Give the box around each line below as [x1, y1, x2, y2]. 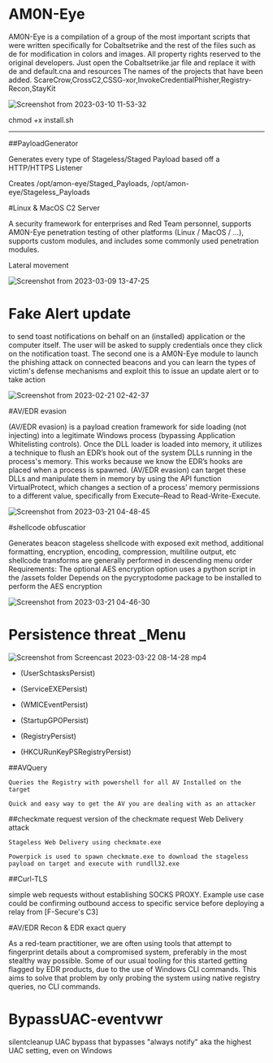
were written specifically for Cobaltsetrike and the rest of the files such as [8, 40, 256, 50]
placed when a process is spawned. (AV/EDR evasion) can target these [8, 465, 246, 475]
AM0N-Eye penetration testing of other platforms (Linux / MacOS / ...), [8, 227, 244, 236]
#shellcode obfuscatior [8, 522, 86, 532]
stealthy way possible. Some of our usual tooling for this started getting [8, 956, 248, 965]
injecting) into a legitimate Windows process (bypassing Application [8, 430, 236, 440]
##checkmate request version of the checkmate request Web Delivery [8, 814, 244, 823]
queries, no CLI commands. [8, 981, 101, 991]
